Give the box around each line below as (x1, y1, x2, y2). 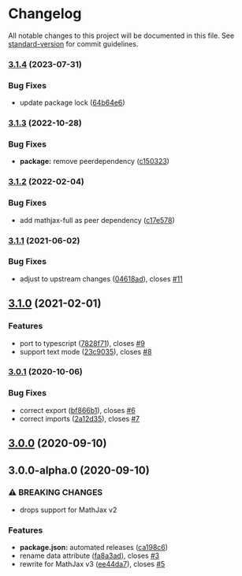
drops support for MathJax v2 (19, 505, 117, 515)
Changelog (8, 5, 82, 23)
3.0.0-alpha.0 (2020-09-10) (8, 463, 150, 477)
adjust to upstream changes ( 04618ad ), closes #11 (19, 273, 183, 284)
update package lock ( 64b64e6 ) (19, 98, 125, 107)
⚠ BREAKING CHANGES (8, 487, 103, 498)
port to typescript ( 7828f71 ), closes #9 (19, 338, 146, 347)
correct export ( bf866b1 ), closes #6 (19, 405, 136, 414)
